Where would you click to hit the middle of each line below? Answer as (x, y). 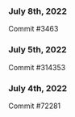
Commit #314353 (37, 67)
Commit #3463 (33, 29)
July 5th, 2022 (37, 50)
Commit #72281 (35, 106)
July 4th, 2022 (38, 88)
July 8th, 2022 (37, 11)
